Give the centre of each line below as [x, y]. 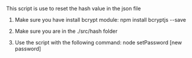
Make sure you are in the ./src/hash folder [66, 31]
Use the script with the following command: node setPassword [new [98, 42]
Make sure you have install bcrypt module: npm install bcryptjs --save [100, 20]
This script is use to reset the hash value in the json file [74, 8]
